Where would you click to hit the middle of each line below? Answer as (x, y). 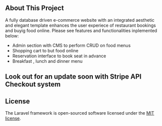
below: (12, 36)
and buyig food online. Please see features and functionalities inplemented (81, 30)
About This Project (35, 8)
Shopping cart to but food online (45, 50)
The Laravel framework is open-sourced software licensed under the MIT (80, 113)
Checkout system (33, 84)
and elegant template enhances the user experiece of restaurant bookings (81, 25)
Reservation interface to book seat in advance (59, 56)
